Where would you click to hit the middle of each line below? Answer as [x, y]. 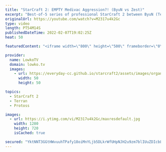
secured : [14, 142]
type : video [17, 24]
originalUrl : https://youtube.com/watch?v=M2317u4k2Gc [63, 19]
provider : [15, 55]
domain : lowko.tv [27, 64]
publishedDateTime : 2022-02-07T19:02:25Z [48, 33]
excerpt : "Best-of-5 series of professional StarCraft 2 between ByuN [79, 14]
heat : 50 [14, 38]
